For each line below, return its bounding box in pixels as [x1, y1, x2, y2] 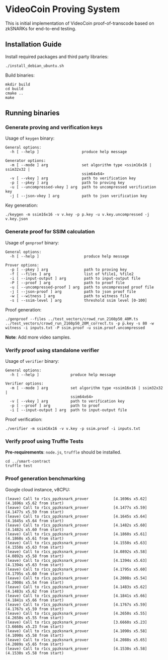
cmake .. [5, 91, 24, 96]
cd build [5, 86, 24, 91]
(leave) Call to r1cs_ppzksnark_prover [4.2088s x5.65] [5, 637, 147, 642]
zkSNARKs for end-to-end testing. [5, 25, 76, 31]
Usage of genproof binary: [5, 239, 59, 245]
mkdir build [5, 82, 30, 87]
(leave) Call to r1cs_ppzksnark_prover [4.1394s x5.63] [5, 558, 147, 563]
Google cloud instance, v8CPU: [5, 486, 70, 492]
